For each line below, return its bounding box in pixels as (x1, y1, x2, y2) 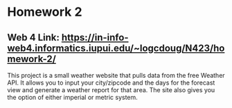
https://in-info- (61, 32, 129, 43)
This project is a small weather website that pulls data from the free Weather (7, 72, 225, 79)
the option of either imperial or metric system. (7, 94, 139, 101)
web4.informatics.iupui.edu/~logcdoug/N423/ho (7, 42, 225, 54)
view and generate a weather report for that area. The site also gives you (7, 86, 215, 94)
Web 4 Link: (7, 32, 60, 43)
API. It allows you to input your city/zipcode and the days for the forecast (7, 78, 215, 87)
